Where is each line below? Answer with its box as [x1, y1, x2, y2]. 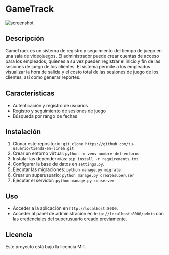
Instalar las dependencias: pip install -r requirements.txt [12, 156, 139, 162]
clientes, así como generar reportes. [5, 74, 81, 80]
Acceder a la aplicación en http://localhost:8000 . [12, 205, 118, 211]
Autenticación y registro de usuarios [12, 102, 88, 108]
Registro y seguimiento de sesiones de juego [12, 108, 106, 114]
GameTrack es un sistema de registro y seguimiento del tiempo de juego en [5, 47, 162, 53]
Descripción [5, 34, 44, 43]
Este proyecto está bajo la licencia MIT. [5, 244, 87, 249]
